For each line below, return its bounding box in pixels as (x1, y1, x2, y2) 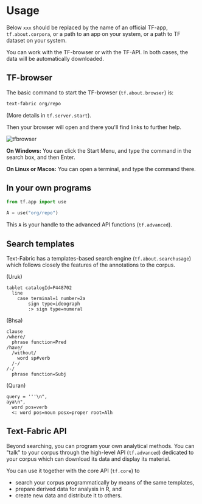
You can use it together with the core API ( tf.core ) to (6, 467, 140, 474)
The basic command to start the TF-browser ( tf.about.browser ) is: (6, 89, 174, 96)
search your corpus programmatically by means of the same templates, (15, 478, 195, 486)
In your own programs (6, 183, 91, 194)
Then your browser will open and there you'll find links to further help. (6, 123, 181, 131)
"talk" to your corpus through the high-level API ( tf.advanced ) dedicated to (6, 449, 194, 456)
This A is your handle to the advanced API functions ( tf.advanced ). (6, 221, 172, 228)
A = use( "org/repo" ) (6, 210, 59, 216)
